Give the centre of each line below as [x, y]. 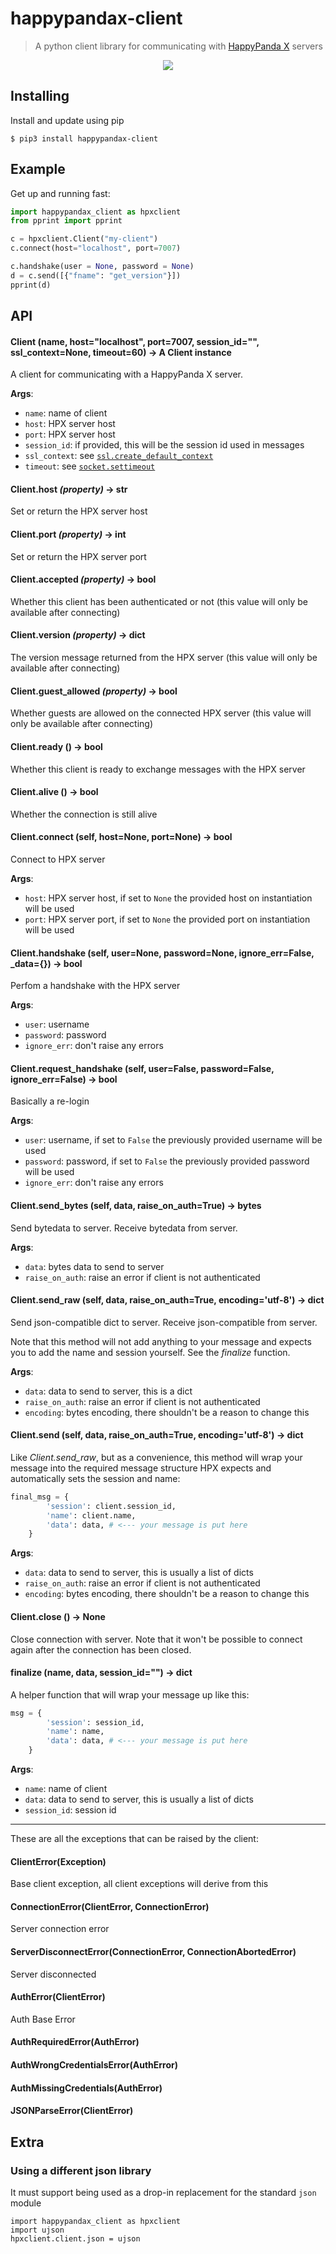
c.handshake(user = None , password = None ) [102, 267]
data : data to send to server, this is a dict [108, 1391]
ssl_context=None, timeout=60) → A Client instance [121, 352]
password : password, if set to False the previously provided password [167, 1161]
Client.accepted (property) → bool [83, 579]
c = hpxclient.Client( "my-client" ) [84, 239]
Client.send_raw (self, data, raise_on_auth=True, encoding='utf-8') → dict [167, 1300]
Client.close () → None [58, 1616]
